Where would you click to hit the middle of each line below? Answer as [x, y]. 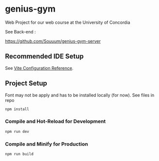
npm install [17, 109]
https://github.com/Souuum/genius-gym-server [53, 41]
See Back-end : [20, 32]
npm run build [19, 154]
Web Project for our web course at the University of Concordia [68, 22]
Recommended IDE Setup [44, 56]
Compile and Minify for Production [47, 144]
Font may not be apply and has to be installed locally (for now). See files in [80, 95]
